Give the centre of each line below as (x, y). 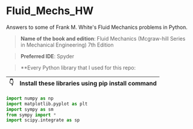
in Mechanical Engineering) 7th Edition (67, 45)
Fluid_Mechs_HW (50, 11)
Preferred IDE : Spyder (47, 56)
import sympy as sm (30, 109)
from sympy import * (31, 115)
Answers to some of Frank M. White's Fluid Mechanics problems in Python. (97, 27)
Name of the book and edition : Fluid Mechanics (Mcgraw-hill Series (103, 38)
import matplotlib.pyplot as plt (47, 104)
